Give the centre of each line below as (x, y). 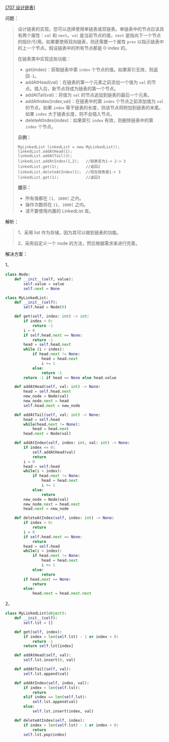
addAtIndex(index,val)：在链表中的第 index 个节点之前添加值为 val (94, 101)
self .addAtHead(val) (54, 452)
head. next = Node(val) (47, 434)
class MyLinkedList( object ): (36, 613)
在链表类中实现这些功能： (44, 59)
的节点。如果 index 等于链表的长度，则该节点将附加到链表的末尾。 (94, 108)
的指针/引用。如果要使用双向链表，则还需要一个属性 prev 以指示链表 (89, 42)
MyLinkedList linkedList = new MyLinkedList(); (69, 147)
